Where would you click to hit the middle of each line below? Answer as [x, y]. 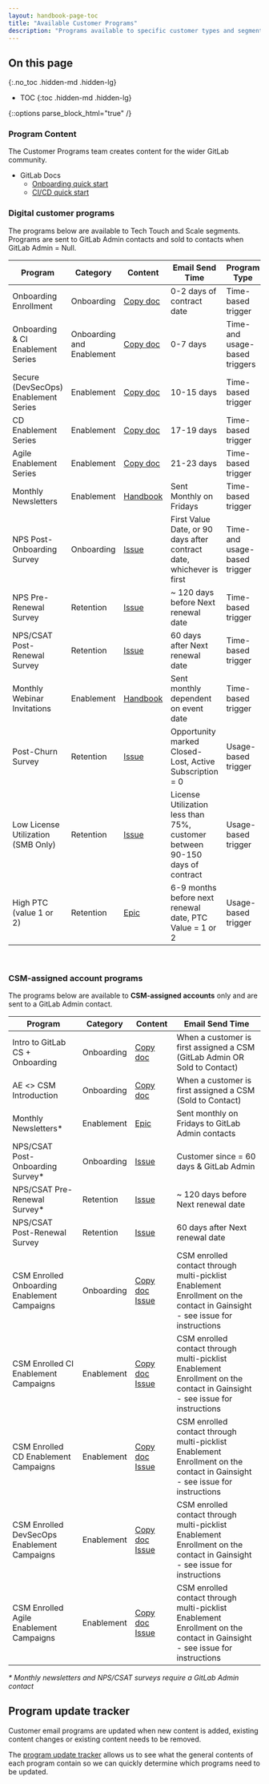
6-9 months [194, 887]
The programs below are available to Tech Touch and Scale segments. [124, 231]
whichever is [195, 569]
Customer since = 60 [216, 1156]
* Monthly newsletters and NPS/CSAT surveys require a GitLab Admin [124, 1678]
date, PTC [189, 918]
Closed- [187, 751]
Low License [36, 824]
